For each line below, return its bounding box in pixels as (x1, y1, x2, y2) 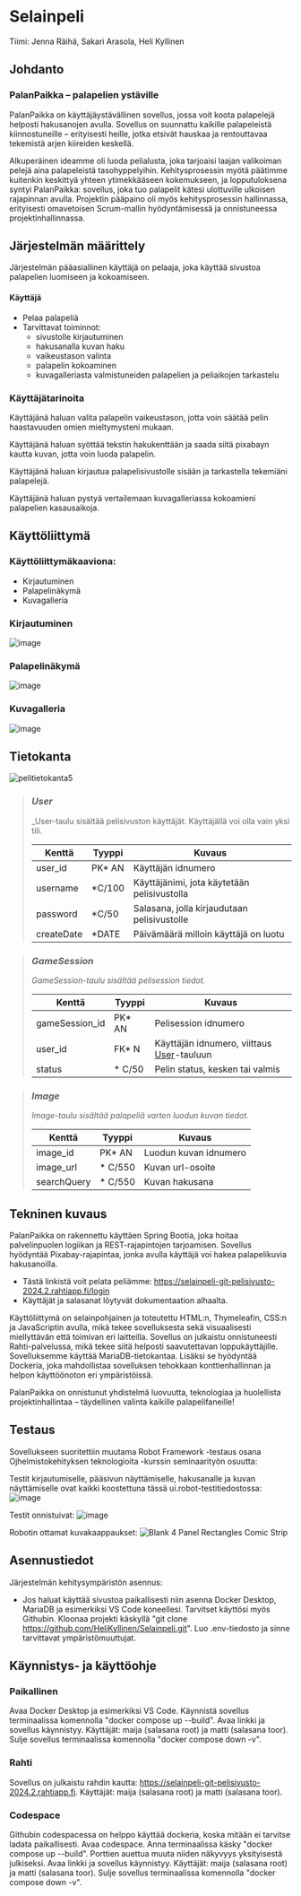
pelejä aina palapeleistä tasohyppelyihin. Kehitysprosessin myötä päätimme (9, 164, 288, 176)
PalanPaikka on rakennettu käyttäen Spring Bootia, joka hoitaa (9, 1231, 239, 1241)
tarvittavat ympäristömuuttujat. (21, 1632, 136, 1643)
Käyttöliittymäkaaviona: (9, 555, 116, 568)
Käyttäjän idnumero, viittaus (154, 1037, 272, 1049)
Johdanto (9, 62, 64, 77)
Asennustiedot (9, 1553, 94, 1569)
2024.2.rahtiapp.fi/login (21, 1285, 110, 1297)
